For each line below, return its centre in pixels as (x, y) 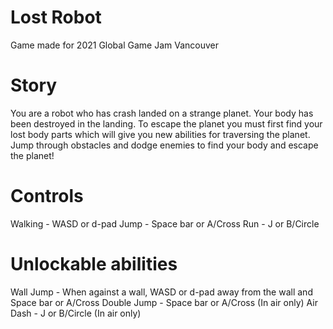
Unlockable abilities (94, 264)
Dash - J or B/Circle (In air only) (76, 313)
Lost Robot (56, 17)
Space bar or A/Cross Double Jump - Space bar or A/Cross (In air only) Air (164, 302)
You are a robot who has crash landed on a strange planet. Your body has (162, 113)
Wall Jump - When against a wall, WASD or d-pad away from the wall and (161, 292)
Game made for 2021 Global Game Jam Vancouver (115, 45)
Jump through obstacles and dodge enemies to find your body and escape (164, 145)
